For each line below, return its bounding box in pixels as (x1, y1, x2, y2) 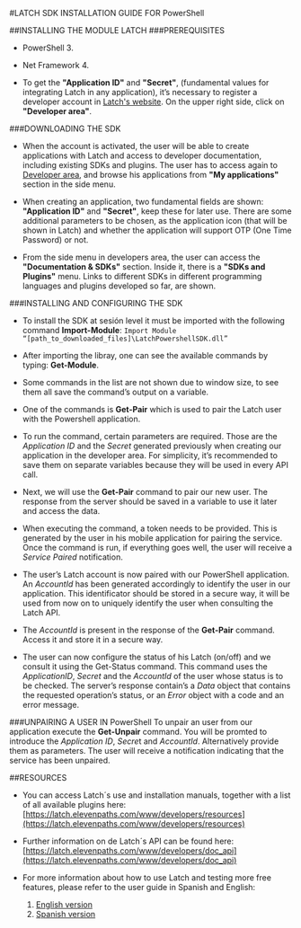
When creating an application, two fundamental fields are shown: (22, 197, 264, 207)
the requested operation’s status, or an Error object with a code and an (22, 690, 285, 700)
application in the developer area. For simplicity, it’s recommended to (22, 450, 279, 461)
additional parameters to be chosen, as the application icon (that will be (22, 216, 288, 225)
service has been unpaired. (9, 755, 111, 765)
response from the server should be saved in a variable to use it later (22, 496, 278, 507)
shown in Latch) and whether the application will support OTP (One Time (22, 225, 292, 235)
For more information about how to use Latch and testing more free (22, 872, 272, 883)
